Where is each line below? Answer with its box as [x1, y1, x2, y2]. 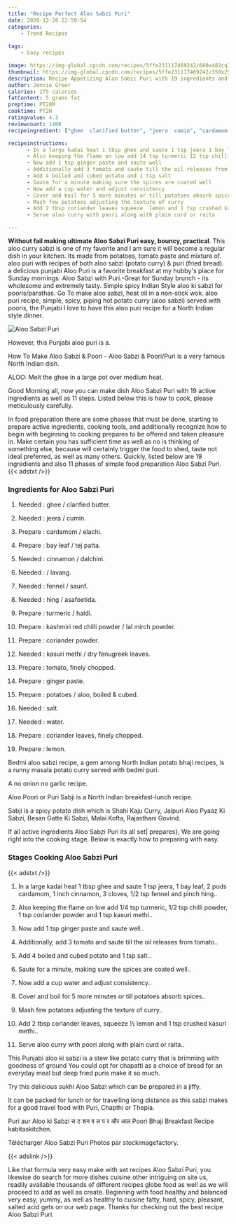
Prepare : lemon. [18, 745, 67, 753]
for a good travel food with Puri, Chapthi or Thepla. [8, 1103, 155, 1111]
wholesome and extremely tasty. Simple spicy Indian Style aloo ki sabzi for [8, 282, 223, 289]
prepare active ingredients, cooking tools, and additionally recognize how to [8, 422, 227, 431]
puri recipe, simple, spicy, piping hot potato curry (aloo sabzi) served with [8, 296, 221, 305]
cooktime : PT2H [8, 108, 53, 115]
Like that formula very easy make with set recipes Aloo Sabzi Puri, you [8, 1165, 211, 1174]
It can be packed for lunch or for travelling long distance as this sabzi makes [8, 1096, 228, 1104]
